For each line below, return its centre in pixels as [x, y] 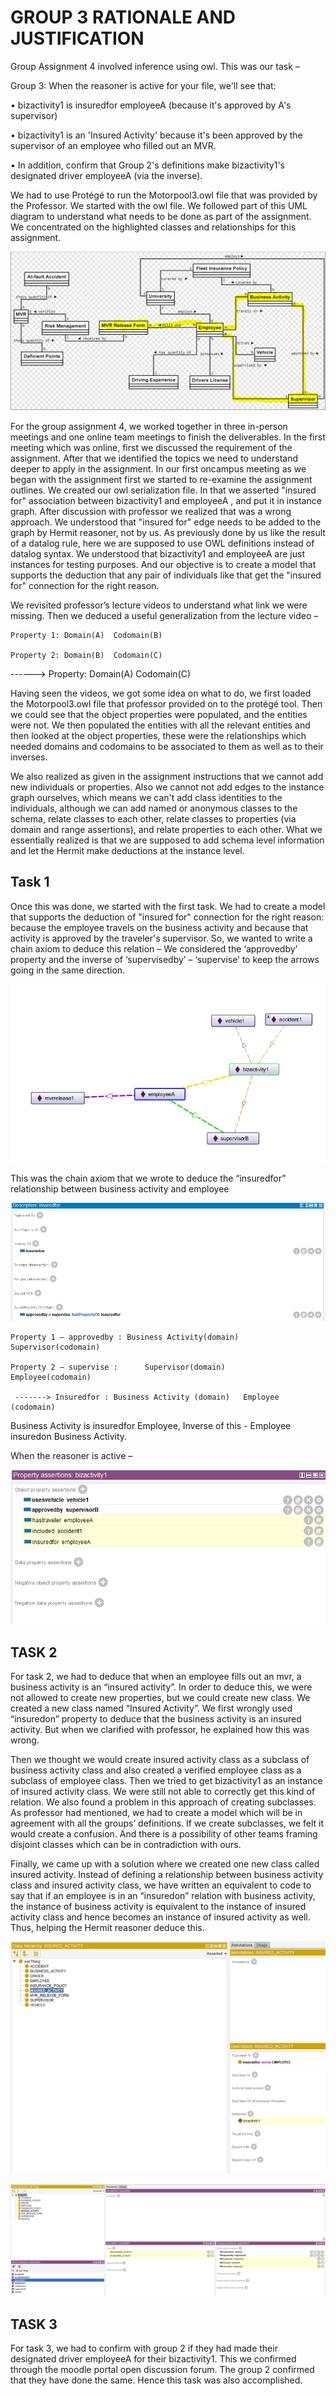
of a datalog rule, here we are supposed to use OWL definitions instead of [162, 543]
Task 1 [30, 882]
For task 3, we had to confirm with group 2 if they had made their [144, 2348]
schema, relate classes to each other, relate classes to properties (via [153, 818]
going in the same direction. [68, 970]
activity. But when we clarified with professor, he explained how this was [160, 1730]
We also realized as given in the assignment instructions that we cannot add [167, 776]
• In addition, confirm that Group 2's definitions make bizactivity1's [147, 165]
